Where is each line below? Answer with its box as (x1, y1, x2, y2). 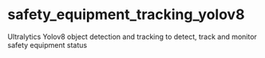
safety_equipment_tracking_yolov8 (7, 6, 245, 24)
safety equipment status (7, 40, 88, 49)
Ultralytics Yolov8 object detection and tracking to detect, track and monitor (7, 32, 257, 41)
